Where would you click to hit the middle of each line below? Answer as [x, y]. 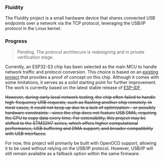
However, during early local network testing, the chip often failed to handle [80, 97]
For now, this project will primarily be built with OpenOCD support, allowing [81, 143]
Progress [16, 41]
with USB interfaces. [26, 134]
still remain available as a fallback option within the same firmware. [73, 153]
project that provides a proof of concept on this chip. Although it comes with [82, 77]
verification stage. [35, 57]
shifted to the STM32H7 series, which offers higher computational [72, 123]
